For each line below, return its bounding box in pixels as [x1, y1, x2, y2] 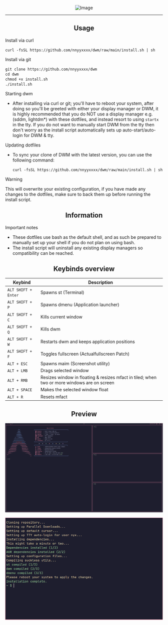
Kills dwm [40, 326, 61, 332]
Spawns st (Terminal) [40, 289, 84, 295]
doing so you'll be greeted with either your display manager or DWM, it [12, 105, 158, 111]
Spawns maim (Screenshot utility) [40, 360, 110, 366]
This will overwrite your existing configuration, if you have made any [5, 186, 146, 192]
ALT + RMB [7, 378, 28, 383]
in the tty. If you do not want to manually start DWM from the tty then [12, 121, 154, 127]
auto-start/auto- [122, 127, 156, 133]
